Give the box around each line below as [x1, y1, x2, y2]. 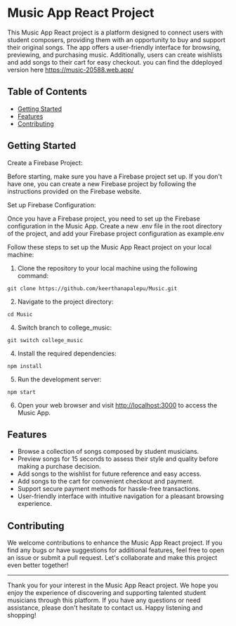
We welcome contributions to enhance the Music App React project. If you [7, 539, 223, 547]
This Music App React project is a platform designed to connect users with [7, 28, 223, 37]
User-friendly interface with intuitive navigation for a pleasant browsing [17, 492, 224, 500]
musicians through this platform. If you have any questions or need [7, 596, 201, 605]
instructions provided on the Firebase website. [7, 187, 142, 195]
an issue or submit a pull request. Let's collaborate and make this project [7, 554, 218, 562]
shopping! [7, 611, 37, 620]
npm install [7, 363, 42, 370]
